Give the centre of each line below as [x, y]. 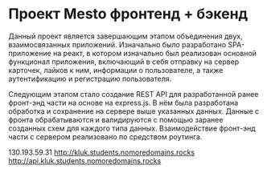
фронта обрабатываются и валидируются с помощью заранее [116, 119]
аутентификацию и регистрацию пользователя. [90, 78]
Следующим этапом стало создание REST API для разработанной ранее [133, 94]
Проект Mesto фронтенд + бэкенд [128, 14]
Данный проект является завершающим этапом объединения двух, [125, 36]
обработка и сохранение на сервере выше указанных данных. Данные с [134, 111]
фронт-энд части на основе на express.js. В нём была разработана [123, 103]
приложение [30, 53]
